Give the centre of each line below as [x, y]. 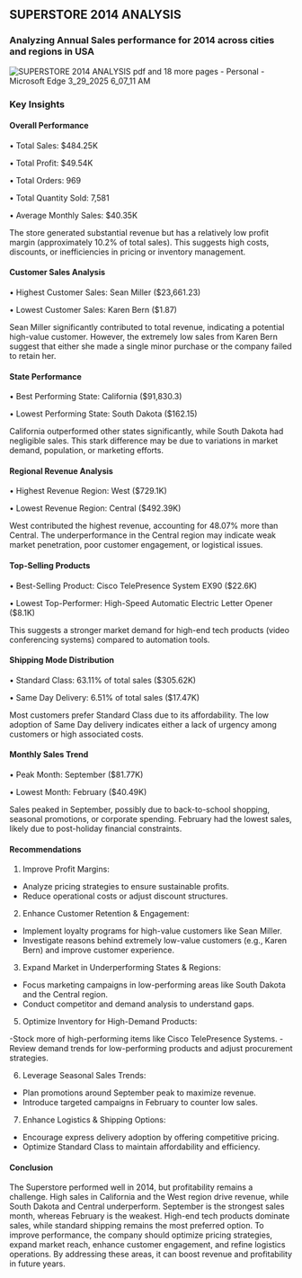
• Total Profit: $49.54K [51, 163]
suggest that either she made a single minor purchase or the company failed [151, 346]
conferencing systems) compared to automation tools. [110, 639]
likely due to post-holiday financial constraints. [96, 829]
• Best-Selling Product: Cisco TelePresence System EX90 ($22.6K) [133, 585]
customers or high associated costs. [76, 734]
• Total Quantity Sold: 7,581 [59, 198]
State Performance [46, 376]
